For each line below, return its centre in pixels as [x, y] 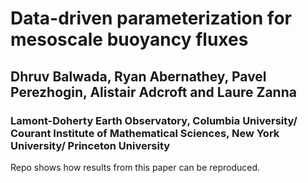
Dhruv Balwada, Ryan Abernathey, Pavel [138, 76]
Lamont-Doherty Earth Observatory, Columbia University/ [154, 120]
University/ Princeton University [90, 145]
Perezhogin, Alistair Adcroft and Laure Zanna [153, 92]
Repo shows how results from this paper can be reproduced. [135, 167]
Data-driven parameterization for [151, 18]
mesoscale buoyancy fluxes [129, 39]
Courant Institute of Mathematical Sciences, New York [145, 133]
